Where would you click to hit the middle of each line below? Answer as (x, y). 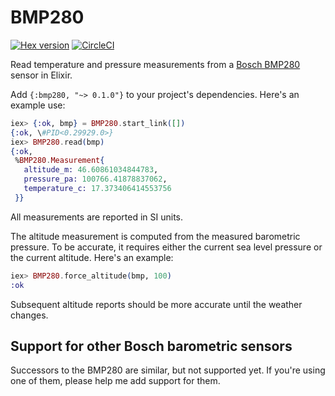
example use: (38, 105)
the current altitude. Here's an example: (92, 257)
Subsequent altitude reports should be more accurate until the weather (156, 304)
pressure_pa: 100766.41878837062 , (95, 179)
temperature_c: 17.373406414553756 (97, 189)
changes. (29, 315)
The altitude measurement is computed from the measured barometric (155, 236)
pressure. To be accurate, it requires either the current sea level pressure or (166, 247)
